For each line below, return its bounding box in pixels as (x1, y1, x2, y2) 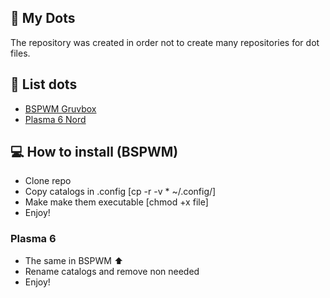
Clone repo (24, 175, 72, 187)
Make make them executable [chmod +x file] (24, 196, 209, 208)
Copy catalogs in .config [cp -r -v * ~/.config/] (24, 186, 217, 198)
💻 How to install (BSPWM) (10, 144, 179, 161)
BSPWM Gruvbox (24, 102, 97, 115)
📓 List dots (10, 76, 78, 93)
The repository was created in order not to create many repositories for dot (10, 36, 320, 48)
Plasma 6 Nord (24, 113, 87, 125)
